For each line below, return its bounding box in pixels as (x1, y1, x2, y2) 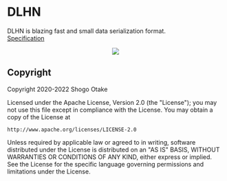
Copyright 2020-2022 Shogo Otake (7, 85, 108, 93)
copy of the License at (7, 112, 71, 121)
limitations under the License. (7, 167, 91, 176)
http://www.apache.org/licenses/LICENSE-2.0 (7, 126, 137, 133)
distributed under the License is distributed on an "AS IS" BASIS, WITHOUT (7, 145, 220, 154)
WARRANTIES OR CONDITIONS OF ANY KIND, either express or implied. (7, 152, 212, 161)
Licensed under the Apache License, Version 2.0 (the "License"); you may (7, 98, 217, 106)
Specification (7, 34, 45, 42)
